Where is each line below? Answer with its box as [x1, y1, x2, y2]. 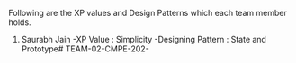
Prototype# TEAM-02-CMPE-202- [21, 43, 149, 54]
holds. [8, 17, 32, 28]
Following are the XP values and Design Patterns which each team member [8, 8, 287, 18]
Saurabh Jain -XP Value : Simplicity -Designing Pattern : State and [21, 35, 267, 44]
